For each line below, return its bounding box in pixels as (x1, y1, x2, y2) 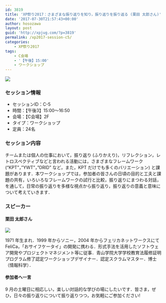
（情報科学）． (5, 262, 34, 268)
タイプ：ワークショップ (12, 120, 60, 126)
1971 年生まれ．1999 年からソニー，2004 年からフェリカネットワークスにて (5, 237, 160, 243)
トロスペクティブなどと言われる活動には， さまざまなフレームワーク (5, 158, 144, 164)
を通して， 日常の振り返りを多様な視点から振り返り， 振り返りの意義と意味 (5, 183, 157, 189)
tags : (5, 49, 16, 54)
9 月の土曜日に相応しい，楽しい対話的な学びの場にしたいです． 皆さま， (5, 286, 152, 293)
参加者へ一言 (5, 274, 31, 280)
